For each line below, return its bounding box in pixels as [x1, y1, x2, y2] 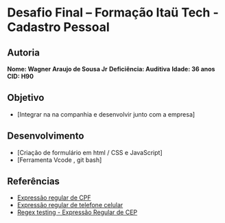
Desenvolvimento [7, 130, 84, 142]
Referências [7, 176, 60, 187]
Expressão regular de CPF [16, 193, 91, 202]
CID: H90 [7, 72, 34, 80]
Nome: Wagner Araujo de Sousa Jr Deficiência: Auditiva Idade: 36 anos [7, 65, 215, 73]
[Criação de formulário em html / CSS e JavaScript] [16, 148, 163, 156]
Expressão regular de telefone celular [16, 201, 123, 209]
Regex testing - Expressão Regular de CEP [16, 208, 138, 217]
